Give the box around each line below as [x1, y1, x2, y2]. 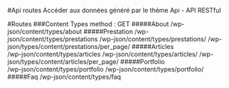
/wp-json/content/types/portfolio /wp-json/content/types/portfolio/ [7, 65, 204, 73]
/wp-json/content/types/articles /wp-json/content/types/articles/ [7, 50, 198, 58]
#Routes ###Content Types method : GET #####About [7, 20, 169, 28]
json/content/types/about [7, 28, 82, 35]
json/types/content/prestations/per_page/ [7, 43, 130, 50]
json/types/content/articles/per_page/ [7, 57, 119, 66]
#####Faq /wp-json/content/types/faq [7, 72, 122, 81]
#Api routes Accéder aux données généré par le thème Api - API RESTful [7, 6, 222, 14]
